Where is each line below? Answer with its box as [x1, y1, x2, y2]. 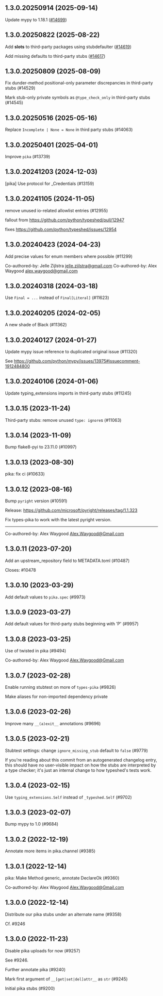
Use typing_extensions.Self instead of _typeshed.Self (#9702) [5, 794, 132, 800]
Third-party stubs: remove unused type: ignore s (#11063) [5, 417, 122, 423]
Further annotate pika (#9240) [5, 966, 66, 972]
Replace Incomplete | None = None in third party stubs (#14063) [5, 127, 133, 133]
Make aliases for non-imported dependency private [5, 694, 108, 699]
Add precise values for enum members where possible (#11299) [5, 253, 133, 259]
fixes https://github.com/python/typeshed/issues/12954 [5, 226, 117, 232]
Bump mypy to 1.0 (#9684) [5, 821, 59, 827]
